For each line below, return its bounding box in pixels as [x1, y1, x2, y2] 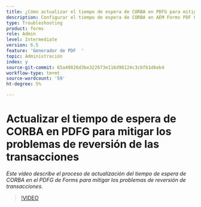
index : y [6, 59, 28, 65]
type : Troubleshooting [6, 20, 63, 26]
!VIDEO [20, 194, 39, 201]
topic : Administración [6, 53, 63, 59]
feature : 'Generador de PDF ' [6, 48, 84, 54]
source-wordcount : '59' [6, 75, 66, 81]
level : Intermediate [6, 36, 58, 42]
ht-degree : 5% [6, 81, 42, 87]
